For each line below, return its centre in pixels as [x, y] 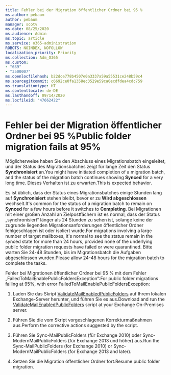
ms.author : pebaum [25, 15]
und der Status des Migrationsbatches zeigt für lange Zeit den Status [78, 167]
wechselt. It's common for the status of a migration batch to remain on [79, 204]
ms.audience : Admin [26, 34]
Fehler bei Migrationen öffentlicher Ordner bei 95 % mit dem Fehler [76, 273]
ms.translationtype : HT [31, 86]
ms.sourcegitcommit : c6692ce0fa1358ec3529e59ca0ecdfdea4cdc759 [74, 81]
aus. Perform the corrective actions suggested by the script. [76, 326]
